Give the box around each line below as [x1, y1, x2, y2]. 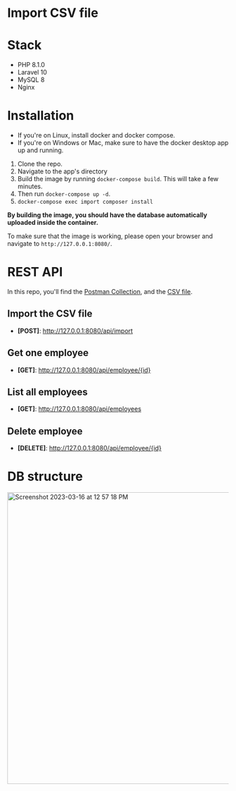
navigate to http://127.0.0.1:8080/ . [7, 240, 112, 248]
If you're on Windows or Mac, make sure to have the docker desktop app [17, 139, 229, 147]
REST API [7, 264, 63, 280]
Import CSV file [7, 5, 98, 21]
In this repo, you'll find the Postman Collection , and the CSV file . [7, 288, 193, 295]
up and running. [17, 146, 64, 154]
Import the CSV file [7, 308, 93, 320]
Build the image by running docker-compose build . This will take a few [17, 175, 219, 183]
